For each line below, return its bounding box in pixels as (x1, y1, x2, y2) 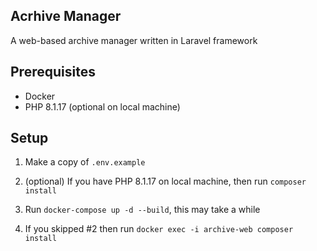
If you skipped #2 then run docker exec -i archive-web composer (24, 223, 294, 235)
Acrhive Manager (10, 8, 122, 25)
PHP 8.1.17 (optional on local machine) (24, 100, 181, 113)
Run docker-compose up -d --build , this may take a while (24, 204, 261, 216)
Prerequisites (10, 64, 96, 81)
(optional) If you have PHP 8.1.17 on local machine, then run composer (24, 175, 307, 188)
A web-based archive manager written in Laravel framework (10, 34, 258, 46)
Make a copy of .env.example (24, 156, 146, 168)
